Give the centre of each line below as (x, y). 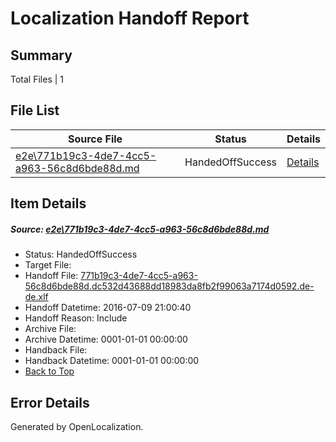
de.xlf (36, 297)
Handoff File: (51, 276)
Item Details (48, 203)
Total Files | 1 (37, 79)
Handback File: (56, 350)
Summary (41, 55)
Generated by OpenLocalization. (77, 426)
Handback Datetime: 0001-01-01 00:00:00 (112, 361)
